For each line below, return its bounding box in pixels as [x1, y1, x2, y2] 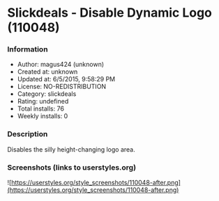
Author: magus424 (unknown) [17, 61, 105, 69]
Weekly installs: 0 [17, 112, 68, 120]
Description [7, 129, 48, 139]
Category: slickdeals [17, 90, 77, 98]
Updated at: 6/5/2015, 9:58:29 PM [17, 75, 116, 83]
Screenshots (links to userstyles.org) [7, 162, 137, 172]
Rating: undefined [17, 97, 69, 106]
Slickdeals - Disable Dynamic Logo [7, 5, 213, 21]
